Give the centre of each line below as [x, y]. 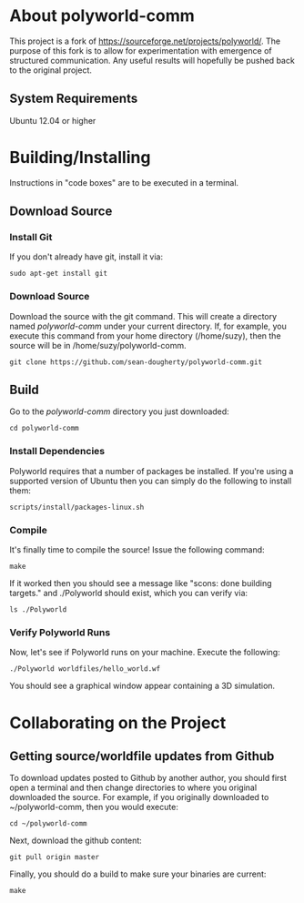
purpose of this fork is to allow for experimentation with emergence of [141, 50]
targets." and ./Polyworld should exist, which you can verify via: [129, 594]
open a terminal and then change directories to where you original [133, 787]
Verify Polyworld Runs [60, 632]
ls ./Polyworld [38, 610]
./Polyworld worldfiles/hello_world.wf [85, 669]
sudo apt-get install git [58, 274]
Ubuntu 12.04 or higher [53, 120]
